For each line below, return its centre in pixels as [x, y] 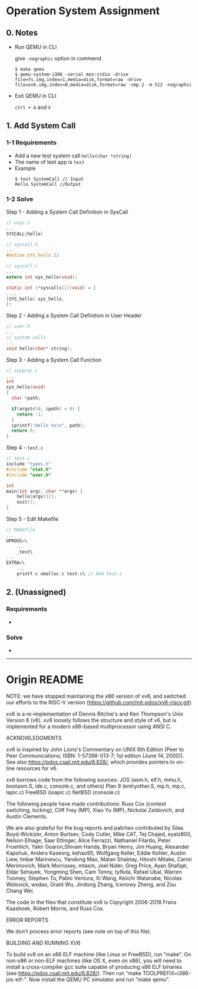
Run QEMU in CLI [36, 47]
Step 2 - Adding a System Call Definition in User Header [74, 315]
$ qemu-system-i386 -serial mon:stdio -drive [71, 75]
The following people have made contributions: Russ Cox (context [86, 804]
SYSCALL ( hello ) [25, 234]
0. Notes [22, 33]
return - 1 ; [30, 414]
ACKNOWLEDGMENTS [34, 737]
